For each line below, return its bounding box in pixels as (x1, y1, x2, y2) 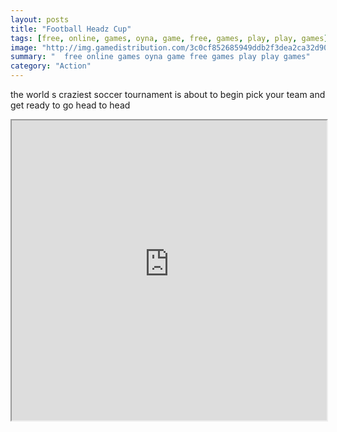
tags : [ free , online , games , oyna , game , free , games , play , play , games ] (10, 33, 329, 43)
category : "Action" (10, 61, 92, 71)
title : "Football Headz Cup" (10, 24, 132, 34)
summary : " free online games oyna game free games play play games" (10, 52, 311, 62)
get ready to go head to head (10, 99, 131, 111)
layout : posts (10, 14, 70, 25)
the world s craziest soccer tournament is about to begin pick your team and (10, 89, 326, 100)
